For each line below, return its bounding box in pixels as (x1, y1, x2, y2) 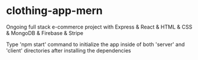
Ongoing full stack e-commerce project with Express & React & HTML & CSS (6, 23, 193, 30)
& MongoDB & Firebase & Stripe (6, 29, 84, 36)
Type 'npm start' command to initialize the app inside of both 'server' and (6, 41, 185, 48)
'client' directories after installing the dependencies (6, 47, 131, 54)
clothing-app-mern (6, 4, 103, 17)
